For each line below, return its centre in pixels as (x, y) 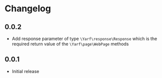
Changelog (28, 9)
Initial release (25, 71)
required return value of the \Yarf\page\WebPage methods (70, 44)
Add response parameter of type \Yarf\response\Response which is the (84, 39)
